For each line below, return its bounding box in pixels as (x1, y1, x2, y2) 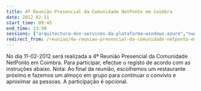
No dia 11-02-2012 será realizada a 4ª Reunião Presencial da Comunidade (6, 53, 188, 59)
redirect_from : (6, 36, 44, 42)
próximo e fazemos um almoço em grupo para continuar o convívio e (6, 72, 176, 79)
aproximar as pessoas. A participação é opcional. (6, 78, 128, 85)
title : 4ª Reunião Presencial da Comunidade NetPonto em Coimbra (6, 8, 172, 15)
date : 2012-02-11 (6, 14, 50, 20)
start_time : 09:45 (6, 20, 52, 26)
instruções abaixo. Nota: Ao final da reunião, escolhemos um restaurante (6, 65, 186, 72)
